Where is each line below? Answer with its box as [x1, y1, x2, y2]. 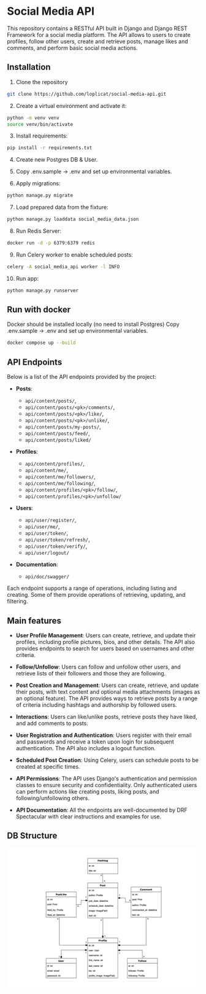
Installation [7, 62, 51, 72]
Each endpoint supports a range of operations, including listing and [7, 584, 177, 592]
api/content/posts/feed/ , [25, 430, 91, 437]
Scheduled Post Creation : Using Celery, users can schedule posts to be [15, 756, 199, 764]
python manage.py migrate [7, 192, 73, 199]
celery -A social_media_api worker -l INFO [7, 263, 120, 270]
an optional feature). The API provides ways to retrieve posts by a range [15, 694, 198, 702]
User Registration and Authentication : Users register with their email [15, 731, 192, 739]
